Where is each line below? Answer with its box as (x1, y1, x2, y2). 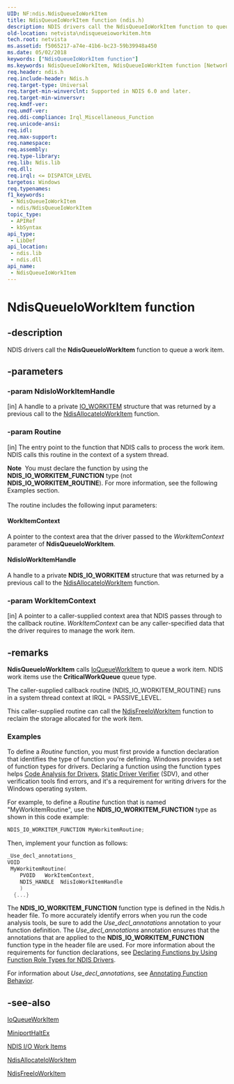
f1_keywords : (7, 192, 45, 199)
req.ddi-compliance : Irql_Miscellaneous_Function (7, 114, 155, 121)
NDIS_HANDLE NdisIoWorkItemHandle (19, 878, 123, 885)
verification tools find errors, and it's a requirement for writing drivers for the (7, 777, 227, 786)
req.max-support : (7, 133, 58, 140)
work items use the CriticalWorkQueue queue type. (7, 673, 157, 681)
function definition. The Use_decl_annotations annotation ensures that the (7, 926, 220, 934)
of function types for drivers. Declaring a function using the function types (7, 762, 221, 771)
